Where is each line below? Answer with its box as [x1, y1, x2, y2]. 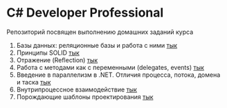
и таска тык [16, 78, 51, 86]
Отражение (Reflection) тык [16, 55, 98, 64]
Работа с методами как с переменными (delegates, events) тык [16, 63, 205, 71]
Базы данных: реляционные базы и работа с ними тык [16, 41, 178, 49]
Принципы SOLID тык [16, 48, 80, 57]
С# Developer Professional [6, 5, 164, 21]
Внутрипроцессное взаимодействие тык [16, 85, 138, 93]
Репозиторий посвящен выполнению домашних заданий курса [6, 28, 194, 36]
